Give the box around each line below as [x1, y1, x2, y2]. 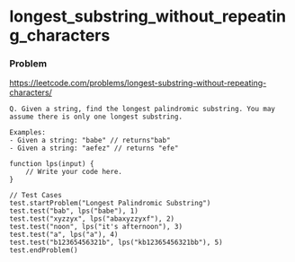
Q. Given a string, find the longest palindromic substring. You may [9, 105, 276, 114]
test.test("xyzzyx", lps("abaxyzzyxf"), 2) [9, 214, 175, 223]
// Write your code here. [25, 168, 123, 177]
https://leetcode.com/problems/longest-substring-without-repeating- [9, 78, 267, 89]
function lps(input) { [9, 160, 94, 169]
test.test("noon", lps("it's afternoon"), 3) [9, 223, 183, 231]
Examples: [9, 128, 47, 137]
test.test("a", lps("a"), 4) [9, 231, 119, 240]
